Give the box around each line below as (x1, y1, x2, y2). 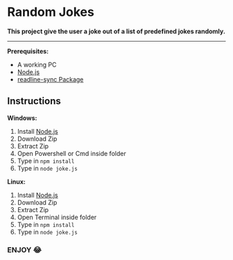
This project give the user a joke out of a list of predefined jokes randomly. (7, 27, 225, 35)
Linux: (7, 177, 26, 186)
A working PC (17, 60, 57, 69)
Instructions (7, 95, 61, 107)
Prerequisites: (7, 46, 49, 55)
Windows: (7, 114, 37, 122)
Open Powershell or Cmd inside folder (17, 149, 126, 157)
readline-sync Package (17, 75, 84, 83)
